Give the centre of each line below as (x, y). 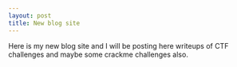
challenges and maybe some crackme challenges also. (99, 54)
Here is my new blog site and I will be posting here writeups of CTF (118, 45)
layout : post (30, 16)
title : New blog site (44, 23)
